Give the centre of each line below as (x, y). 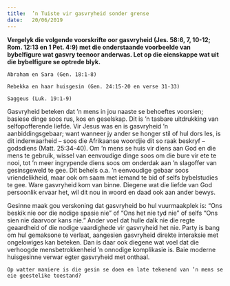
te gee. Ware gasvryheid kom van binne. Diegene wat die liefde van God (109, 184)
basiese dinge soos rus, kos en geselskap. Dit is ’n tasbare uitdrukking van (113, 119)
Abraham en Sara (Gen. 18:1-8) (52, 74)
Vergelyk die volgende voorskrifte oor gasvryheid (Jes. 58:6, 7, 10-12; (109, 39)
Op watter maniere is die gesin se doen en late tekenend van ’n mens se (115, 269)
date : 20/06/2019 (35, 20)
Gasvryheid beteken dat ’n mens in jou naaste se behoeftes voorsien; (105, 111)
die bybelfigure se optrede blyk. (54, 61)
